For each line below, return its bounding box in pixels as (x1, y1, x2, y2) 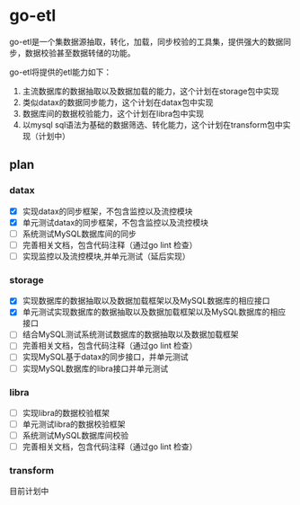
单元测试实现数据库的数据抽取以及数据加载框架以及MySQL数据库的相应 (22, 306, 286, 317)
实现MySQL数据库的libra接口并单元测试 (22, 363, 169, 374)
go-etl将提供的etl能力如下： (9, 66, 112, 77)
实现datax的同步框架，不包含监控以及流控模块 (22, 206, 193, 217)
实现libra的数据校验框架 (22, 407, 110, 418)
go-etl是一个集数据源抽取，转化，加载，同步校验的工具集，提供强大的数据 (9, 36, 284, 47)
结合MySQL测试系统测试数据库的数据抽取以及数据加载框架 (22, 329, 239, 340)
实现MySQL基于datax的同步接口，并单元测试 (22, 351, 189, 362)
